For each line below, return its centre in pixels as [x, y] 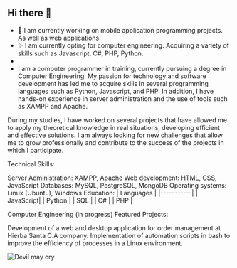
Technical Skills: [31, 164]
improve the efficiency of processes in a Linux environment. [95, 243]
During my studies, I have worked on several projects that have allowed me [117, 120]
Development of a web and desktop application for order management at [114, 227]
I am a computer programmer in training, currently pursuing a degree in [122, 68]
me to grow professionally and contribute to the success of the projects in [116, 142]
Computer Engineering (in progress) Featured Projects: [88, 214]
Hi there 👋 [30, 13]
